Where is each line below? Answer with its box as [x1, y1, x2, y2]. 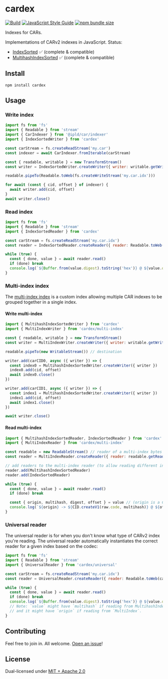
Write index [5, 111, 34, 119]
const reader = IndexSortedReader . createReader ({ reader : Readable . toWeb [5, 243, 162, 248]
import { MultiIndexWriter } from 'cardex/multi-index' [5, 326, 124, 331]
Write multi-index [5, 310, 42, 316]
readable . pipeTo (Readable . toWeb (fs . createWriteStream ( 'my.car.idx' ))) [5, 173, 155, 178]
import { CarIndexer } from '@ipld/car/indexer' [5, 132, 108, 137]
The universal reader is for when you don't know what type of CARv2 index [5, 533, 160, 539]
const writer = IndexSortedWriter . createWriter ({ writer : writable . [5, 164, 151, 169]
